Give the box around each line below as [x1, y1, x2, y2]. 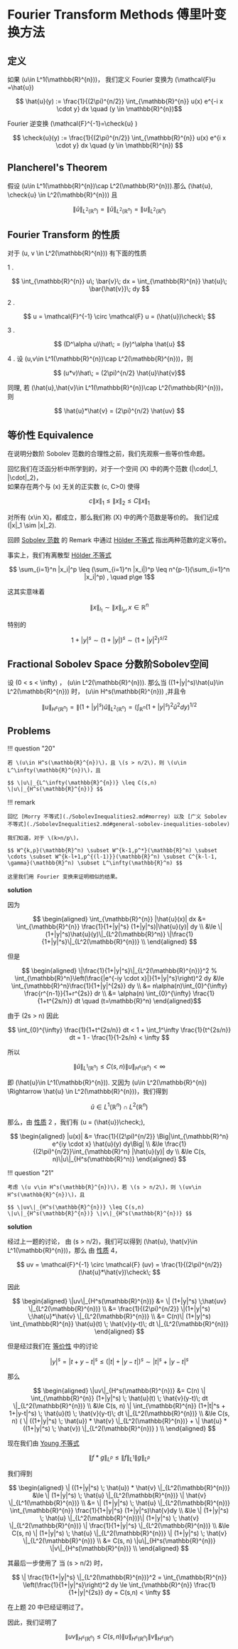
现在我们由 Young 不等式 [7, 1439, 80, 1447]
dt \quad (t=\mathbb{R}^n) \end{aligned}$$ [74, 996, 202, 1005]
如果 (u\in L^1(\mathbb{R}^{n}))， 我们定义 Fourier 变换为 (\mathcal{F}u [7, 76, 216, 83]
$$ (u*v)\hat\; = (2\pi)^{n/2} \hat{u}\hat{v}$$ [53, 368, 186, 378]
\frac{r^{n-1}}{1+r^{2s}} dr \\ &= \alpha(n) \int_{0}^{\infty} [23, 988, 192, 998]
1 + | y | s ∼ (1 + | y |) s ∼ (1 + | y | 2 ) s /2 [70, 634, 168, 644]
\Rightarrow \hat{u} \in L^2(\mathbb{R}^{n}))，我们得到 [7, 1087, 168, 1096]
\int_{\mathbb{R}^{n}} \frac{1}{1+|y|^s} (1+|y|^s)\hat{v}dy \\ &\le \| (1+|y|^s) [9, 1506, 229, 1515]
